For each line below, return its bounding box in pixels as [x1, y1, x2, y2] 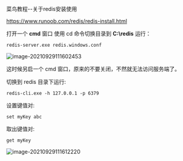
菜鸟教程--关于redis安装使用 [6, 5, 77, 12]
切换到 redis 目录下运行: [6, 78, 66, 85]
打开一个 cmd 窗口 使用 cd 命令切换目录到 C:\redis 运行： [6, 30, 151, 37]
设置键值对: [6, 102, 35, 109]
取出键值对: [6, 125, 35, 132]
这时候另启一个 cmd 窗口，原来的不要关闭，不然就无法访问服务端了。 [6, 66, 181, 72]
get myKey [6, 137, 32, 143]
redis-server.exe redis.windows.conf [6, 42, 102, 48]
